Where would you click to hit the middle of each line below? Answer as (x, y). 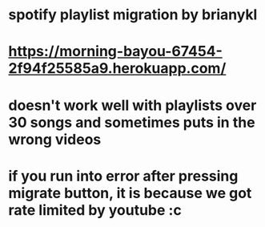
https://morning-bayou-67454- (115, 52)
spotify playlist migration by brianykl (133, 15)
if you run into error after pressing (123, 176)
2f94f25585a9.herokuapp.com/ (117, 69)
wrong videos (55, 139)
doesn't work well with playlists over (132, 105)
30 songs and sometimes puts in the (132, 122)
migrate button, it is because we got (130, 193)
